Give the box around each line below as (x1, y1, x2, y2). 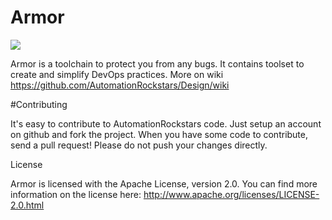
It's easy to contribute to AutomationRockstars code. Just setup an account (10, 117, 322, 130)
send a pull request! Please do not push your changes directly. (10, 139, 268, 151)
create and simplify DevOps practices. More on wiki (10, 68, 224, 80)
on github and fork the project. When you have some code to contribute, (10, 128, 309, 140)
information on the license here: (10, 188, 142, 200)
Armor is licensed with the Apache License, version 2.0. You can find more (10, 177, 318, 190)
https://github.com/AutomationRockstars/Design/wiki (10, 79, 230, 91)
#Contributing (10, 98, 68, 110)
